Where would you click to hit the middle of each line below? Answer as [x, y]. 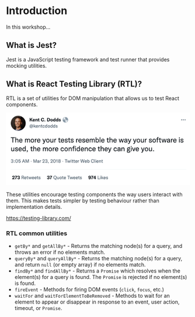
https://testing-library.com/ [39, 218]
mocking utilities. [27, 66]
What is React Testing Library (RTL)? [74, 84]
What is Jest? [32, 45]
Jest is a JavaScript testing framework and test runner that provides [88, 59]
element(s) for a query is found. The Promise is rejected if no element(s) [101, 277]
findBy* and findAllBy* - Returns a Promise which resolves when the [97, 271]
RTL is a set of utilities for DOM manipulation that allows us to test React [93, 98]
